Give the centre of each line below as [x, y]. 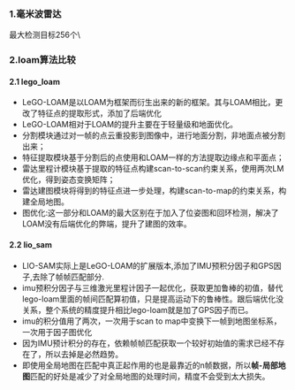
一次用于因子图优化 [57, 332]
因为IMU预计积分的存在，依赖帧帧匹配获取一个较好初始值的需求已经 [145, 343]
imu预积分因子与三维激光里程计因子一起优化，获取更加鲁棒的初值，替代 [152, 287]
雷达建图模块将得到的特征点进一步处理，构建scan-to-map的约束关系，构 [154, 191]
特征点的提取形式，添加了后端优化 [99, 113]
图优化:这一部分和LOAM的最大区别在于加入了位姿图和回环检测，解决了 [150, 213]
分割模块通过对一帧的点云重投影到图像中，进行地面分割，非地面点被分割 [153, 135]
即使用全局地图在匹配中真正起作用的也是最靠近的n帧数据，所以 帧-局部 [150, 365]
